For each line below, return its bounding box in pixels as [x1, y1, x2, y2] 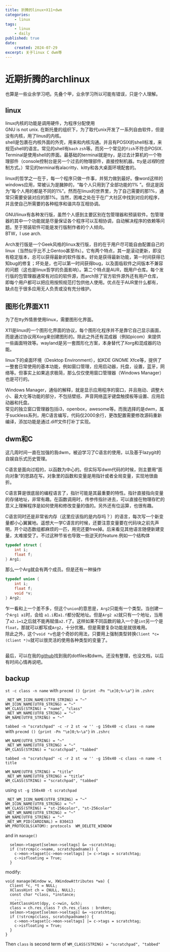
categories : [5, 12, 30, 17]
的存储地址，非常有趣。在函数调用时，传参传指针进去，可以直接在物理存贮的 [5, 496, 165, 502]
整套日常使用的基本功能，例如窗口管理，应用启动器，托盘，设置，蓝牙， [9, 363, 160, 369]
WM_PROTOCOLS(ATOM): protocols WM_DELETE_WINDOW [5, 823, 112, 829]
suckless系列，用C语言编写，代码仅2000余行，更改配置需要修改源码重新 [9, 412, 162, 419]
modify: [5, 869, 21, 875]
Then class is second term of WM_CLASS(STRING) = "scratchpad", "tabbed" [5, 941, 161, 947]
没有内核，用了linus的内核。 [5, 133, 64, 139]
